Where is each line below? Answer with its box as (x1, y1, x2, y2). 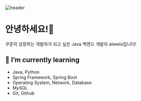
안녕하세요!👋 (5, 24, 54, 35)
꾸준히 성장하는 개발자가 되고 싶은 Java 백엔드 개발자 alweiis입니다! (5, 41, 137, 47)
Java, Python (12, 69, 40, 75)
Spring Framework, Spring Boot (12, 74, 77, 80)
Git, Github (12, 90, 35, 96)
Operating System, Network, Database (12, 80, 92, 86)
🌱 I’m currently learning (5, 56, 80, 64)
